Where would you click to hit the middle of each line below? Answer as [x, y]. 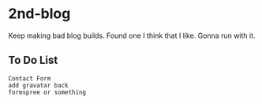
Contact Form [30, 78]
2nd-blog [39, 14]
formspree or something [47, 92]
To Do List [33, 60]
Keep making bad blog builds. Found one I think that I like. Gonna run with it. [132, 35]
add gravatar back [38, 85]
